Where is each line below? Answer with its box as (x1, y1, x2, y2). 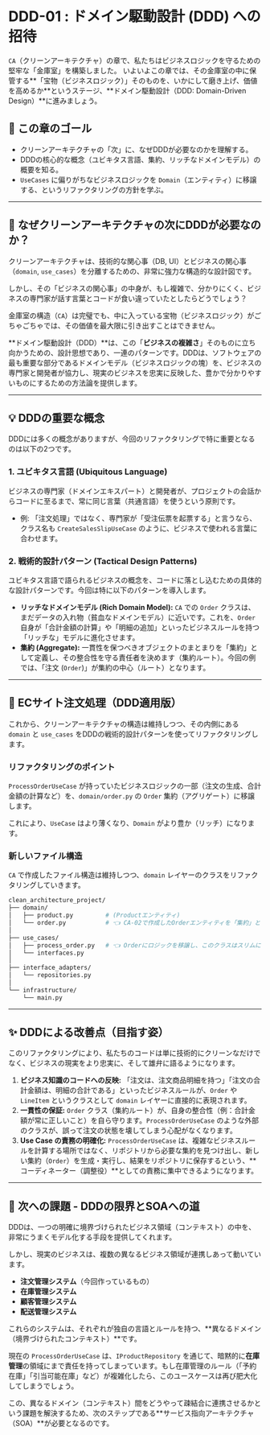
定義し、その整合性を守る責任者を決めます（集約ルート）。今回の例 (34, 653, 256, 662)
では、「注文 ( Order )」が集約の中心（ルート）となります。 (19, 662, 211, 672)
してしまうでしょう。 (8, 1381, 79, 1391)
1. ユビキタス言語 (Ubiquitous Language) (8, 466, 168, 477)
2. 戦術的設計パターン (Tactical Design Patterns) (8, 555, 198, 567)
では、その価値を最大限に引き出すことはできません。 (43, 320, 219, 330)
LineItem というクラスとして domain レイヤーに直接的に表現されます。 (19, 1095, 252, 1105)
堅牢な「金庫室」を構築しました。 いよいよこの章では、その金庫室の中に (8, 65, 250, 75)
